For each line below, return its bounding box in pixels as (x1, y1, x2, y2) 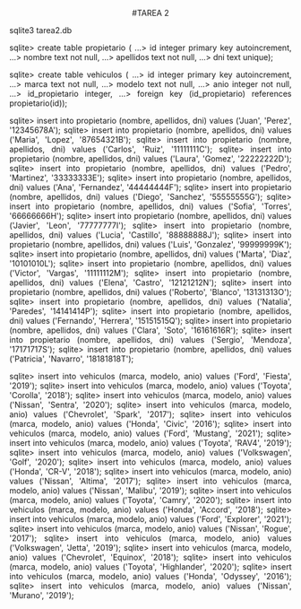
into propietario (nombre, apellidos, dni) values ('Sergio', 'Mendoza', (9, 335, 292, 344)
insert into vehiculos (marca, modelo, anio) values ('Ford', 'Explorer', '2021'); (9, 514, 292, 524)
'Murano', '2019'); (9, 590, 74, 600)
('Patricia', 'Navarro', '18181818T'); (9, 353, 134, 364)
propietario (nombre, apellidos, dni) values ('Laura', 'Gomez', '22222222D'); (9, 153, 292, 164)
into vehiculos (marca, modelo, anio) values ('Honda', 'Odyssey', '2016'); (9, 571, 292, 581)
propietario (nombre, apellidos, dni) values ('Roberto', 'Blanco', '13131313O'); (9, 287, 292, 297)
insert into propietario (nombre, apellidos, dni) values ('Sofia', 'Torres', (9, 201, 292, 212)
